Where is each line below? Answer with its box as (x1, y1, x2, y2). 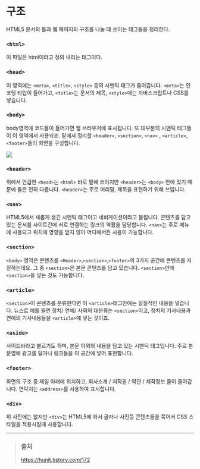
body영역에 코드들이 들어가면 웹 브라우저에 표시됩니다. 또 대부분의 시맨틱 (6, 124, 176, 131)
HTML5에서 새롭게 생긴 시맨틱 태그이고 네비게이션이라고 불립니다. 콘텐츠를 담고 (6, 214, 192, 221)
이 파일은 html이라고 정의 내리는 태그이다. (6, 53, 103, 61)
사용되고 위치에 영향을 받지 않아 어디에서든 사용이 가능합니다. (12, 229, 154, 236)
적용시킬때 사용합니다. (21, 420, 73, 427)
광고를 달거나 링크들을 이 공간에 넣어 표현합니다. (21, 350, 133, 357)
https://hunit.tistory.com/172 (20, 457, 90, 464)
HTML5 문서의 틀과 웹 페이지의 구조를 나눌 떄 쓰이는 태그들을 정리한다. (6, 26, 170, 33)
